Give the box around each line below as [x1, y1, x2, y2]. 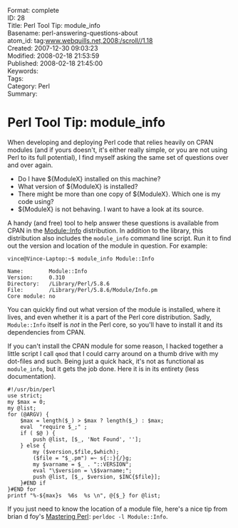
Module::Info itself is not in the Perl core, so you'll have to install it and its [7, 320, 223, 329]
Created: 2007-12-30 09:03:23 [7, 44, 98, 52]
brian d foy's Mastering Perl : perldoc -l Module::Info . [7, 512, 168, 520]
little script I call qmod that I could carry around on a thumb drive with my [7, 349, 219, 357]
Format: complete [7, 6, 59, 14]
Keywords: [7, 67, 39, 75]
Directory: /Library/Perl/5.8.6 [7, 280, 110, 288]
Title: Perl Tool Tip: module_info [7, 21, 101, 29]
